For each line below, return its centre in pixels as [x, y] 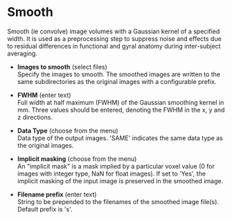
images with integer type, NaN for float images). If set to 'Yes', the [111, 174]
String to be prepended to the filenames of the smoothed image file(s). [118, 201]
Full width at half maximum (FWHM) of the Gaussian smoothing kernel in [121, 102]
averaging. [23, 53]
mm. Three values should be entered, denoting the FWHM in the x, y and [121, 110]
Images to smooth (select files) [62, 67]
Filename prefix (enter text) [57, 194]
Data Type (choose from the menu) [68, 130]
